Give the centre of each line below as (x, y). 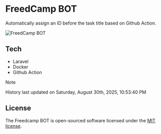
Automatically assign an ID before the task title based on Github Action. (81, 23)
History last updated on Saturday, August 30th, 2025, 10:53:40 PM (76, 92)
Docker (21, 66)
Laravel (21, 61)
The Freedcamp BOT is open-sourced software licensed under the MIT (80, 120)
